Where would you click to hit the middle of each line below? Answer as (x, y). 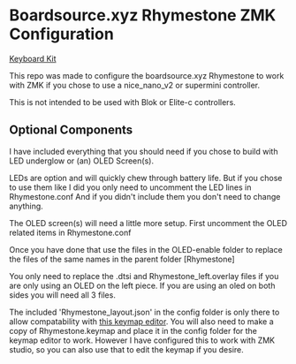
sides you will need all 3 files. (63, 295)
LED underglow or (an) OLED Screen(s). (82, 161)
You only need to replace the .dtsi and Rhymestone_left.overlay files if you (144, 276)
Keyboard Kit (33, 58)
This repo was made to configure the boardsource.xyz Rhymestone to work (147, 75)
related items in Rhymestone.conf (70, 232)
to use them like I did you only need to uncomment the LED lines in (130, 187)
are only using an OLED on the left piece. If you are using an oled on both (142, 285)
